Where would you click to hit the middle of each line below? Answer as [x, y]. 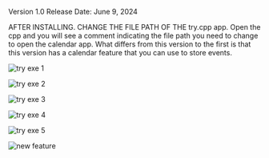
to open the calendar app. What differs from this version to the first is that [130, 44]
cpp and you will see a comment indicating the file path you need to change [133, 36]
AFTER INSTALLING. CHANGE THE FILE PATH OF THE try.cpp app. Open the [134, 27]
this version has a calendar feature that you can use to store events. [120, 53]
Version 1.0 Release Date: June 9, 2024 [73, 12]
